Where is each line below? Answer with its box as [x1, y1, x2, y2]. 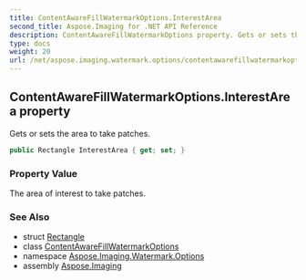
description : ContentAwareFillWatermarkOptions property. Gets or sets [9, 30, 287, 39]
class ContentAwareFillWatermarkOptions [22, 241, 179, 252]
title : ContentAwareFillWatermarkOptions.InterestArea [9, 13, 222, 23]
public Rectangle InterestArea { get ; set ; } [9, 145, 185, 155]
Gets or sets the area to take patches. [9, 128, 150, 139]
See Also [9, 211, 50, 223]
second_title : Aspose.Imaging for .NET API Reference [9, 22, 219, 31]
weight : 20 [9, 47, 51, 57]
